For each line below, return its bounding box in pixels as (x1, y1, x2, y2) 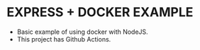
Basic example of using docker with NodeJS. (16, 27, 148, 36)
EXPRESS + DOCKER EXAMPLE (6, 4, 194, 20)
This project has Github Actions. (16, 35, 111, 43)
